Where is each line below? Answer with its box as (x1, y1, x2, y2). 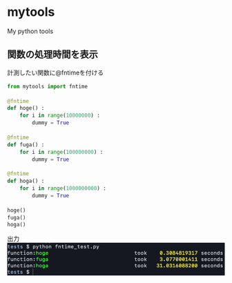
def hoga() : (7, 177, 45, 185)
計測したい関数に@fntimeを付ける (7, 68, 104, 77)
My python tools (7, 27, 54, 35)
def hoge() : (7, 105, 45, 112)
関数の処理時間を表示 (7, 49, 98, 61)
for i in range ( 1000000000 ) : (19, 185, 107, 192)
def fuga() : (7, 141, 45, 148)
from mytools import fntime (7, 83, 88, 90)
